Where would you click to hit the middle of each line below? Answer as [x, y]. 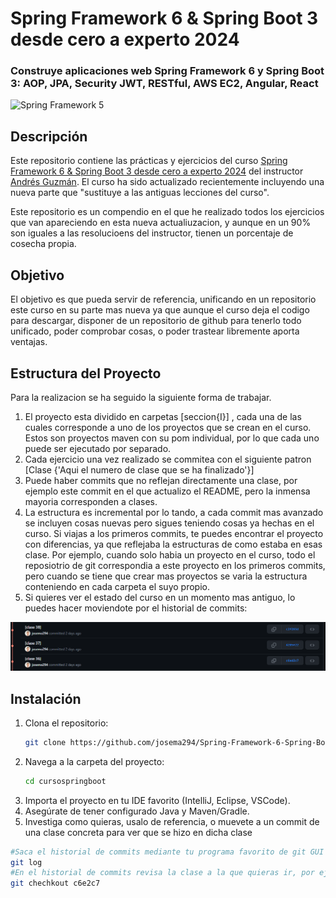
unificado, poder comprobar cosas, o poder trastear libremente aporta [155, 331]
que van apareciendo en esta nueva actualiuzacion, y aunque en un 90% [161, 223]
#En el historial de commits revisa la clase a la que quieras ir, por [162, 873]
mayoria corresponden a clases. [91, 501]
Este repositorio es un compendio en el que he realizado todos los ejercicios [167, 212]
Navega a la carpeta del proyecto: [94, 761]
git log [26, 862]
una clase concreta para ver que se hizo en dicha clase [138, 832]
